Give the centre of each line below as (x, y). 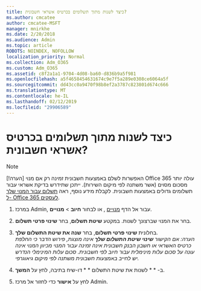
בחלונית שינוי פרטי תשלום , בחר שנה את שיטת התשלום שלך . (86, 232)
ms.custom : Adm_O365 (32, 68)
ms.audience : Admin (31, 40)
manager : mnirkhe (28, 29)
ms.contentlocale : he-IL (37, 96)
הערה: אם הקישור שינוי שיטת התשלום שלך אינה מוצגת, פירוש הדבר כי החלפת (105, 239)
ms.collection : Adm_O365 (37, 62)
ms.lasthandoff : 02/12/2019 (42, 101)
